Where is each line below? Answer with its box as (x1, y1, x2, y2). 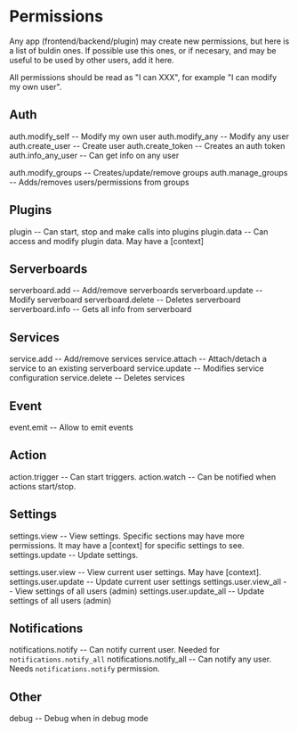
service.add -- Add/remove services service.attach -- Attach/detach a (9, 354, 267, 365)
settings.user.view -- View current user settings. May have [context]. (9, 566, 262, 577)
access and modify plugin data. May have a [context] (9, 235, 205, 246)
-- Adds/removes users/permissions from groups (9, 177, 189, 187)
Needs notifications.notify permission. (9, 663, 160, 674)
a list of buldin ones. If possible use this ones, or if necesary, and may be (9, 45, 277, 55)
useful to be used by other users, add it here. (9, 54, 175, 65)
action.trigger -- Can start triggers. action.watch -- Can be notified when (9, 471, 277, 482)
